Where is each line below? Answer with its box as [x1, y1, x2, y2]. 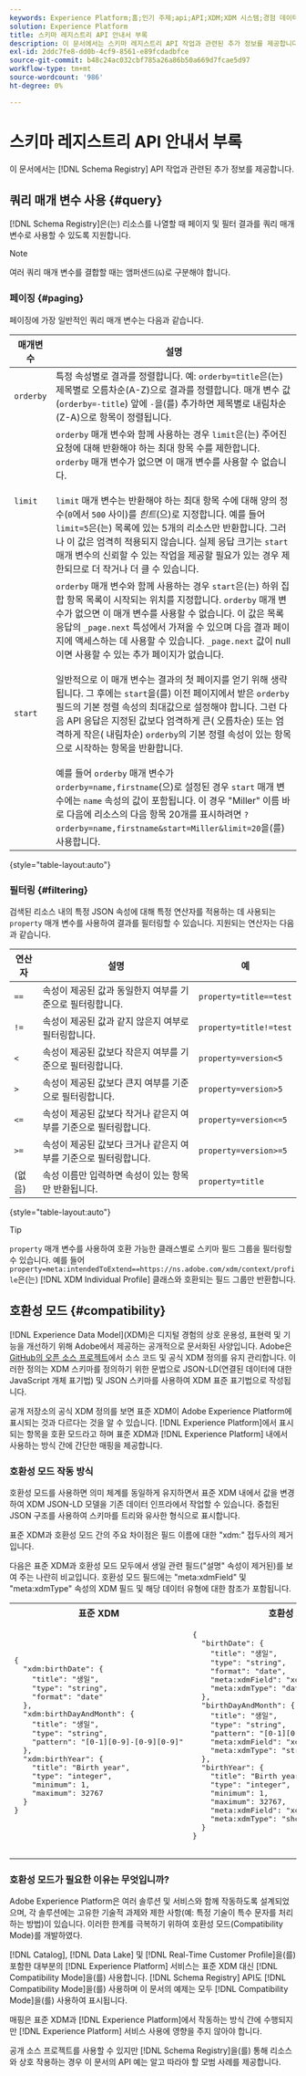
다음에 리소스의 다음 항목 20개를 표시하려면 [66, 808, 242, 820]
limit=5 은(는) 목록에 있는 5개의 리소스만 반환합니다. [56, 521, 268, 534]
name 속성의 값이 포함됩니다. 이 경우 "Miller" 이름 [83, 794, 280, 807]
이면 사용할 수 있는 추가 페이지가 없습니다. [56, 648, 225, 661]
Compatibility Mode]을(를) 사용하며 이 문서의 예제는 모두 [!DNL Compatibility [9, 1984, 289, 1995]
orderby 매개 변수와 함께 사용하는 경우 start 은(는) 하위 [56, 579, 280, 592]
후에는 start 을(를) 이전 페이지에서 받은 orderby [97, 686, 290, 699]
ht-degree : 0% [9, 81, 64, 90]
